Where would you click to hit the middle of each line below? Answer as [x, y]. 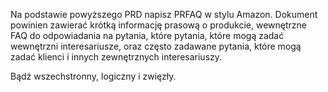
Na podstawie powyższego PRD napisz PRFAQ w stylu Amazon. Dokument [164, 14]
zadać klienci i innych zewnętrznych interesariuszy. [116, 57]
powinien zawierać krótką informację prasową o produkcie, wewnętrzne [158, 25]
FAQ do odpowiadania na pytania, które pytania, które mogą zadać [147, 35]
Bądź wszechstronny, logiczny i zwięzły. [93, 76]
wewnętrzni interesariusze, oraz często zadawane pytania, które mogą [156, 46]
